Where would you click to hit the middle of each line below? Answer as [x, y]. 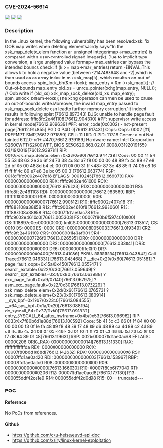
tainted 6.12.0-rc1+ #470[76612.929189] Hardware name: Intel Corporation [80, 139]
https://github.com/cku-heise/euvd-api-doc [56, 435]
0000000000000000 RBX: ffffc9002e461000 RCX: [56, 181]
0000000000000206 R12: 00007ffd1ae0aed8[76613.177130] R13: [71, 373]
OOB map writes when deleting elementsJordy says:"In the [64, 46]
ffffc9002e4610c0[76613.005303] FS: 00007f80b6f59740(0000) [70, 217]
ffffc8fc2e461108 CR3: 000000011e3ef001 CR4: [53, 233]
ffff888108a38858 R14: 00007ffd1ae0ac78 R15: [52, 212]
